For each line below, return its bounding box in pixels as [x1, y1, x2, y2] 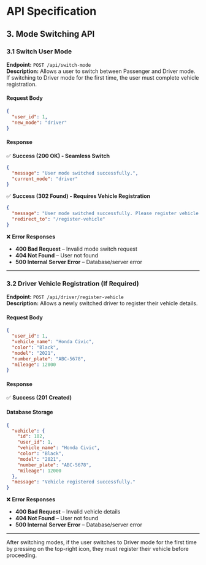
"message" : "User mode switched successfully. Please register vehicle [12, 210, 199, 217]
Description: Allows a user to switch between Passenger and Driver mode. [6, 67, 196, 75]
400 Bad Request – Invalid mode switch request [15, 245, 138, 252]
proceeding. [6, 552, 37, 559]
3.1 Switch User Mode [6, 47, 72, 56]
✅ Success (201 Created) [6, 394, 72, 401]
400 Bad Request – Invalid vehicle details [15, 508, 121, 515]
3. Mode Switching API [6, 29, 95, 39]
